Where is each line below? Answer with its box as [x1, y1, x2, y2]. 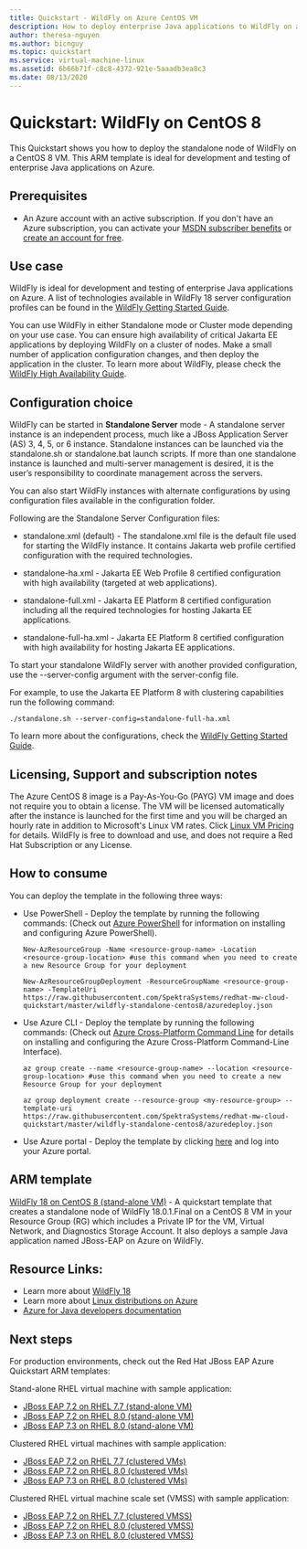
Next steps [9, 1332, 73, 1347]
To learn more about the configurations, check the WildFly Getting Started [9, 730, 288, 741]
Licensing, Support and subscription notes [9, 767, 258, 782]
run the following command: [9, 696, 116, 708]
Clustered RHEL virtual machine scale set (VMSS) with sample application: [9, 1493, 290, 1504]
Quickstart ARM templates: [9, 1365, 111, 1376]
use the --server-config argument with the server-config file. [9, 669, 239, 681]
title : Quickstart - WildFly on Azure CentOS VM [9, 13, 198, 23]
